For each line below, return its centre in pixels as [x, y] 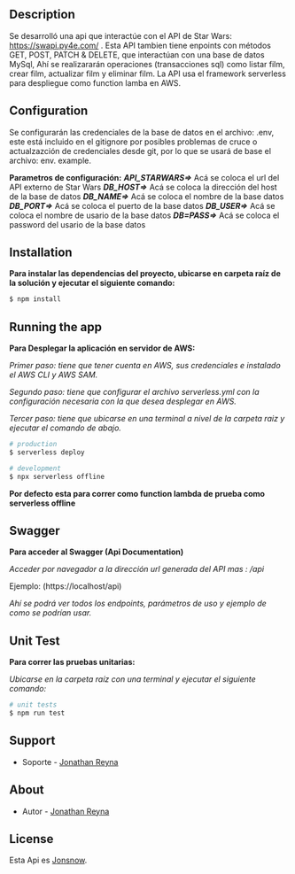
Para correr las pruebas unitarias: [72, 662]
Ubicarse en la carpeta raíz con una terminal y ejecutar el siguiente [133, 679]
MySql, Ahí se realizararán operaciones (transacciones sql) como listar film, [147, 64]
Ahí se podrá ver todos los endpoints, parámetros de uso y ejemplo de [138, 603]
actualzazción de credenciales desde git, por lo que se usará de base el [140, 151]
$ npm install [35, 299]
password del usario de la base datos [78, 224]
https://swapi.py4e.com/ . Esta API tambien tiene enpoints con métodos [140, 45]
